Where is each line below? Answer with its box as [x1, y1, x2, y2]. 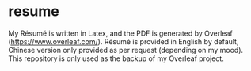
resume [8, 2, 59, 21]
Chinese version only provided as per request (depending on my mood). [8, 45, 244, 54]
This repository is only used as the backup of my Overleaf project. [8, 54, 224, 63]
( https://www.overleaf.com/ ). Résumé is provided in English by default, [8, 36, 239, 46]
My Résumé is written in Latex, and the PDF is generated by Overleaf [8, 28, 233, 38]
